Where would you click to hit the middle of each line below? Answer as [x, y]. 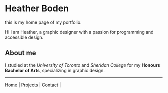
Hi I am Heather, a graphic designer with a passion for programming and [79, 32]
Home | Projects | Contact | [33, 85]
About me [21, 53]
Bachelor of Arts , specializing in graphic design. [55, 70]
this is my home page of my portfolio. [43, 22]
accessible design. [24, 37]
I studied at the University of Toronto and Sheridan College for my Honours [83, 65]
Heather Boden [37, 9]
